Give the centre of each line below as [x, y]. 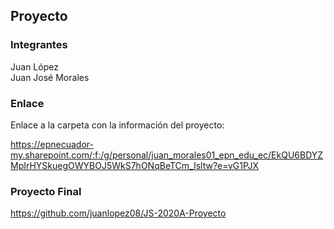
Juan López [34, 66]
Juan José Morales [50, 77]
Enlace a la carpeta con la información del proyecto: [117, 125]
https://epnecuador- [52, 144]
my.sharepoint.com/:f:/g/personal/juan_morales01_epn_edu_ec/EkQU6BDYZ [167, 155]
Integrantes [39, 45]
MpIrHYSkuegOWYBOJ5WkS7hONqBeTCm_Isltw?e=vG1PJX [135, 165]
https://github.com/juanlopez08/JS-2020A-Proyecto [118, 213]
